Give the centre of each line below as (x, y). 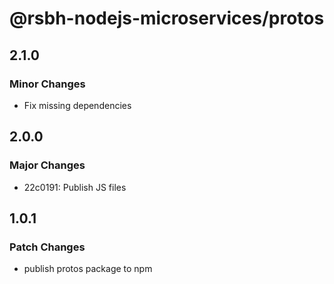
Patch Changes (47, 247)
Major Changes (47, 165)
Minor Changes (47, 84)
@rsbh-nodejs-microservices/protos (167, 18)
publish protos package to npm (88, 269)
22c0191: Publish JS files (75, 187)
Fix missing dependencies (77, 105)
